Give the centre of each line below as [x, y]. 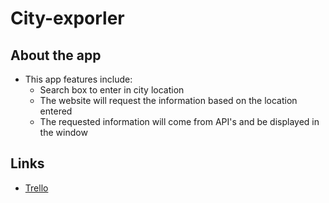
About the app [56, 55]
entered [56, 111]
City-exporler [67, 18]
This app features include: [78, 79]
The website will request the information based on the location [168, 100]
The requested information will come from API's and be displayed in [179, 121]
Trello [36, 188]
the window [63, 132]
